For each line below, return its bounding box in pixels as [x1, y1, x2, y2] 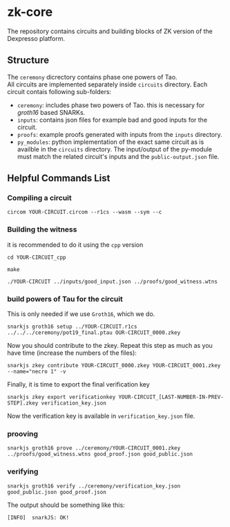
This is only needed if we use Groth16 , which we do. [7, 310, 155, 318]
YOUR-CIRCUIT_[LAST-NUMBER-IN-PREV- [118, 394, 224, 401]
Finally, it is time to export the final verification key [7, 380, 150, 389]
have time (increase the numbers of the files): [7, 349, 137, 357]
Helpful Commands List [7, 172, 111, 184]
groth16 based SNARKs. [17, 108, 86, 116]
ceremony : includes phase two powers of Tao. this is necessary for [17, 101, 205, 109]
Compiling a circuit [7, 193, 72, 203]
